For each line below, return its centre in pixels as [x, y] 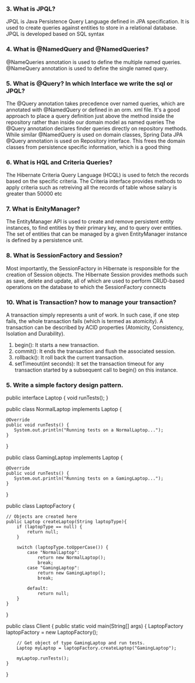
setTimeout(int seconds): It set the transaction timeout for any [89, 364]
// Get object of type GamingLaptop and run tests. [81, 643]
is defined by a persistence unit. [45, 240]
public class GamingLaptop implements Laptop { [64, 458]
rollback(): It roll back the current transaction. [69, 358]
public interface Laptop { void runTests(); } [57, 398]
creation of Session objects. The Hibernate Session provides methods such [97, 274]
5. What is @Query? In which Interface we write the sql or [89, 83]
